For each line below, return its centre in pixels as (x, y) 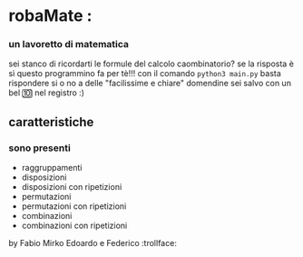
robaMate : (50, 16)
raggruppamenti (52, 168)
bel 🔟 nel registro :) (47, 93)
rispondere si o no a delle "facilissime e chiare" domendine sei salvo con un (150, 84)
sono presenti (40, 148)
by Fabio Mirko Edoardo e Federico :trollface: (93, 243)
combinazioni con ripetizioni (74, 226)
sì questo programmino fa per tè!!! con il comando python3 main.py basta (145, 74)
